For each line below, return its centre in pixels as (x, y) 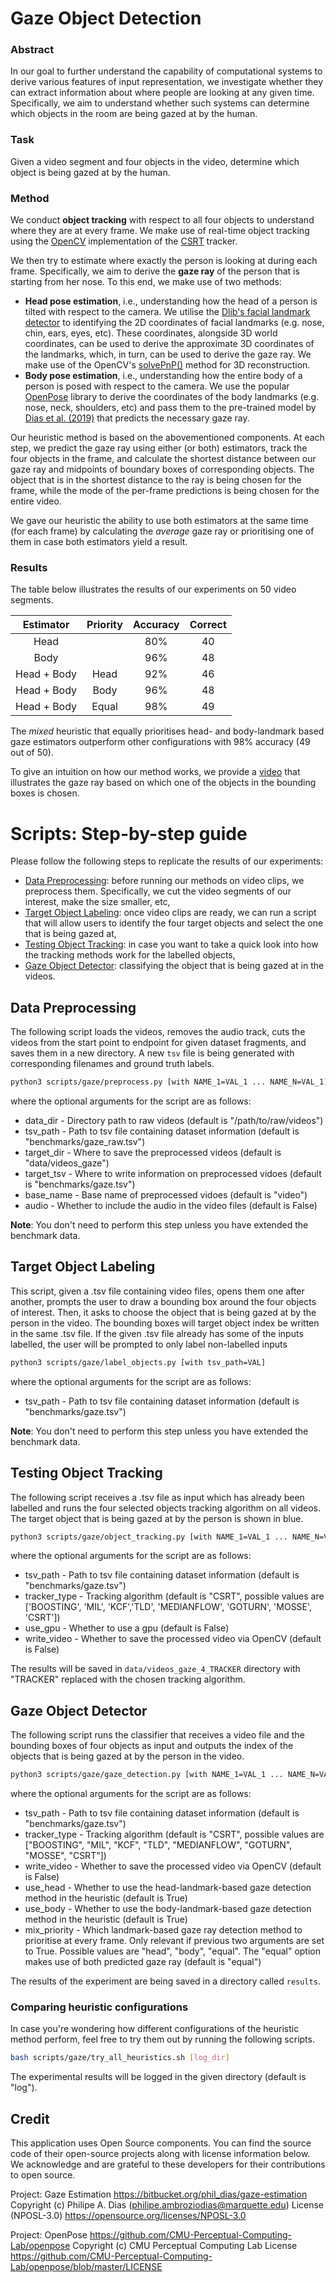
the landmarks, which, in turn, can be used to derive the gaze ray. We (168, 354)
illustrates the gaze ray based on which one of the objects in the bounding (163, 783)
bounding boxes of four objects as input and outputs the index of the (152, 1746)
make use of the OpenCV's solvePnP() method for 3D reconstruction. (167, 365)
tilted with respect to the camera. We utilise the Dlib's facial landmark (167, 312)
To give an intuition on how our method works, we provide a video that (155, 772)
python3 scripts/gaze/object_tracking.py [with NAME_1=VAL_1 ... (149, 1537)
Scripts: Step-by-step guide (129, 833)
